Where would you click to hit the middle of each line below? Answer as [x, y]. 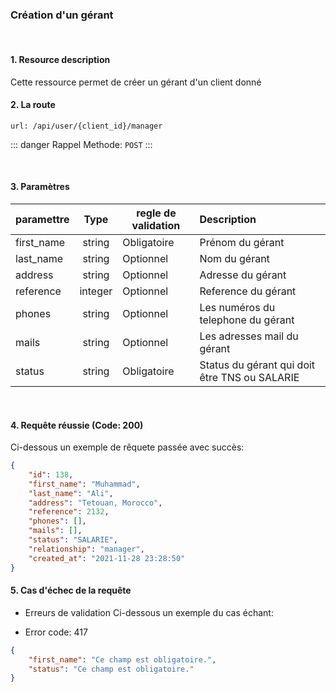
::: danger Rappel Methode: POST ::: [81, 144]
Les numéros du [237, 307]
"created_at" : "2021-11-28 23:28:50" [107, 558]
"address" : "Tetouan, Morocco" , [95, 503]
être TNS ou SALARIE [249, 377]
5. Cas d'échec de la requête [71, 590]
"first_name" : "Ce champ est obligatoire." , [122, 659]
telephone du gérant [247, 320]
